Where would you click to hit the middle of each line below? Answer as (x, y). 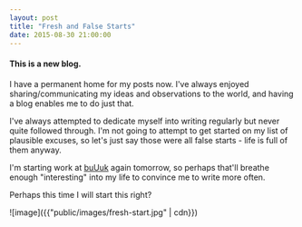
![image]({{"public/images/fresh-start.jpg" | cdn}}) (103, 212)
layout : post (34, 18)
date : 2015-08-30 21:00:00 (60, 35)
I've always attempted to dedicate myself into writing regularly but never (145, 121)
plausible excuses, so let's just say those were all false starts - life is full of (149, 140)
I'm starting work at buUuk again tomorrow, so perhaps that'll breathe (140, 167)
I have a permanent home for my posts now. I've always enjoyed (129, 84)
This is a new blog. (45, 64)
